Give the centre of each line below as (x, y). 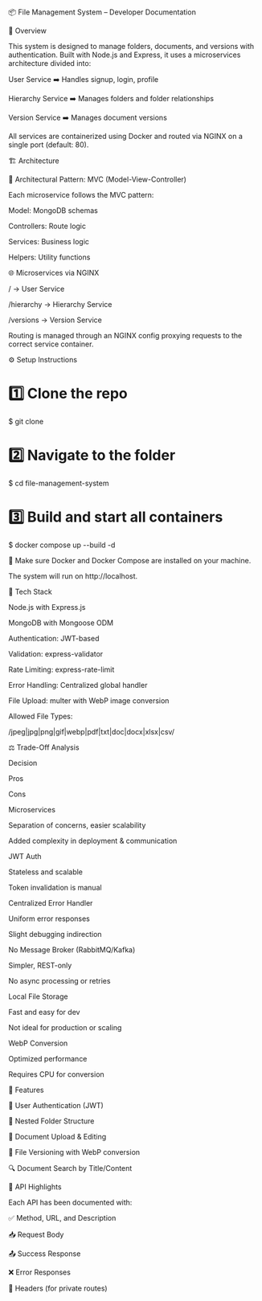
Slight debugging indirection (55, 934)
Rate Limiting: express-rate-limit (61, 669)
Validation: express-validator (56, 653)
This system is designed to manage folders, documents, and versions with (131, 46)
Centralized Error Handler (51, 902)
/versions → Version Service (55, 320)
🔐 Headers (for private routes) (58, 1288)
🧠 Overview (27, 31)
